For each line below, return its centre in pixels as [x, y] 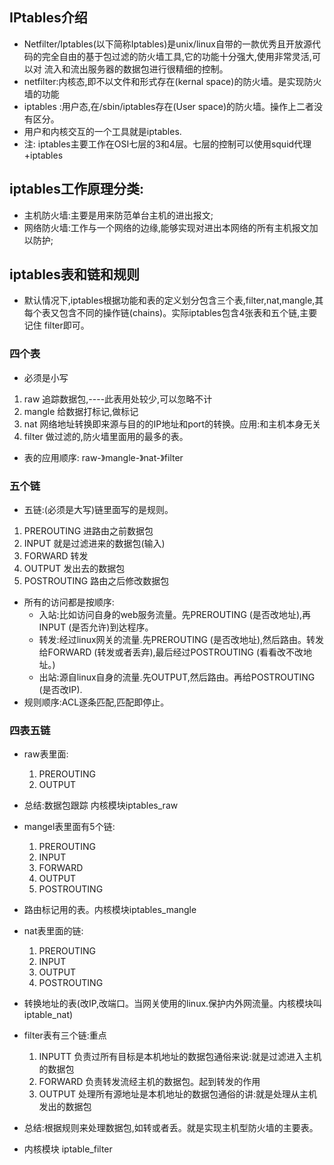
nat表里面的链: [53, 931]
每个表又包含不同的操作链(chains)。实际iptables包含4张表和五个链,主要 [170, 313]
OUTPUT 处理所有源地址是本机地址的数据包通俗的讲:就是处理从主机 [178, 1094]
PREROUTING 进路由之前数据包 [88, 531]
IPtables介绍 [48, 18]
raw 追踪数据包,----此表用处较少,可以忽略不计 [118, 399]
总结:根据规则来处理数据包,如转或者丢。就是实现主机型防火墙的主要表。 [171, 1128]
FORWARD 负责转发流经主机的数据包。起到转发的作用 [149, 1082]
